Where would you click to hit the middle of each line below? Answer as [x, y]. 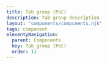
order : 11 [24, 52]
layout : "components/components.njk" [54, 23]
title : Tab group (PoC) [37, 12]
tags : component [27, 29]
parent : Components [37, 40]
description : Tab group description [53, 18]
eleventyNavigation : [33, 35]
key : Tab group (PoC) [39, 46]
